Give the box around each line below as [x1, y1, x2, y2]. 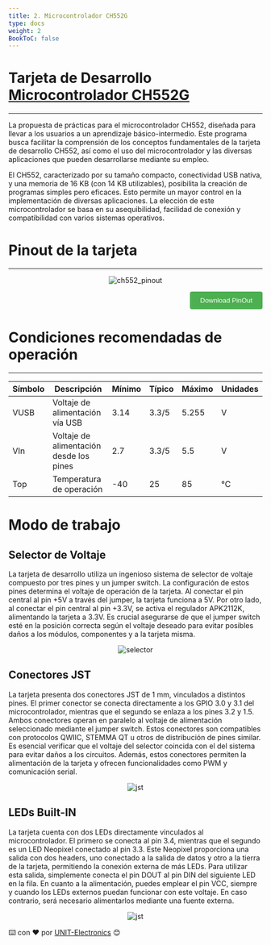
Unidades [221, 384, 259, 395]
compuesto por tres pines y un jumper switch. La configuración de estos [8, 578, 250, 588]
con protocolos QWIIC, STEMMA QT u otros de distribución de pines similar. [8, 732, 261, 742]
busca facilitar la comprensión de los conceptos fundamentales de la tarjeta [8, 138, 261, 148]
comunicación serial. [8, 767, 78, 776]
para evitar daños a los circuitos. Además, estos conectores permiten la [8, 749, 247, 759]
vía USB [52, 417, 83, 428]
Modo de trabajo [8, 516, 121, 535]
